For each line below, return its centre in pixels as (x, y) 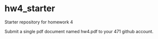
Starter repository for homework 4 (39, 22)
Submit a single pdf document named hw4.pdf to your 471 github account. (79, 31)
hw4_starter (30, 9)
